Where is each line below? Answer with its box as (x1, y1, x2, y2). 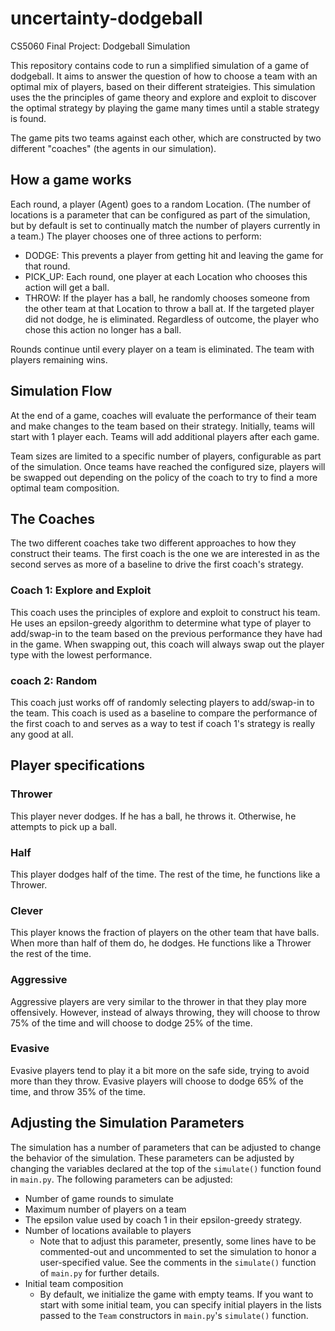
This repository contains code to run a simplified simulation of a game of (10, 59, 310, 71)
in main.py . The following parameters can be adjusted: (10, 1173, 233, 1185)
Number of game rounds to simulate (24, 1192, 174, 1204)
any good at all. (10, 728, 74, 740)
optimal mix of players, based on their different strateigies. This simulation (10, 80, 316, 92)
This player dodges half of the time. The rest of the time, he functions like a (10, 868, 321, 880)
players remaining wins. (10, 353, 108, 366)
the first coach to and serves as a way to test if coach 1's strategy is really (10, 717, 316, 729)
